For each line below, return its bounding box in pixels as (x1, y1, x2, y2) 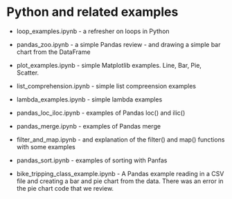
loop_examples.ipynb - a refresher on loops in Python (16, 27, 170, 35)
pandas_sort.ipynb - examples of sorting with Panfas (16, 156, 168, 164)
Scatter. (16, 68, 39, 77)
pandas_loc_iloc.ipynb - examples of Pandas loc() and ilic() (16, 108, 186, 117)
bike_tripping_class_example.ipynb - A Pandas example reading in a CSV (16, 169, 224, 178)
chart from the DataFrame (16, 48, 91, 56)
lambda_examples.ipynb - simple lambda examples (16, 95, 163, 104)
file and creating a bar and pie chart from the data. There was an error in (16, 177, 224, 185)
